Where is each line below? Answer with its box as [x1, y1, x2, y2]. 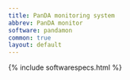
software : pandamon [8, 26, 73, 34]
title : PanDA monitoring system [8, 11, 115, 20]
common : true [8, 33, 52, 42]
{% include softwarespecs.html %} [8, 63, 123, 72]
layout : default [8, 41, 62, 49]
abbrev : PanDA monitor [8, 19, 83, 27]
